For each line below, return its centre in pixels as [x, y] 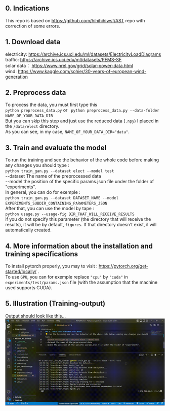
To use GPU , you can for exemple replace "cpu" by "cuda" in [67, 277]
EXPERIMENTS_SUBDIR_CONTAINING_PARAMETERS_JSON [56, 203]
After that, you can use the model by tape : [50, 209]
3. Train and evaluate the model [56, 147]
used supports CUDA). [29, 288]
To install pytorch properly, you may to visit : [51, 266]
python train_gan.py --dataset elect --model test [60, 171]
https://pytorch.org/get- [123, 266]
